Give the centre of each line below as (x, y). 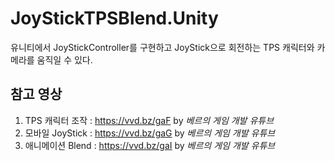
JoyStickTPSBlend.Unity (114, 18)
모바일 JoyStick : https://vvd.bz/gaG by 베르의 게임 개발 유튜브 (150, 133)
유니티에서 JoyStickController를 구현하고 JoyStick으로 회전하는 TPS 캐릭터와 (162, 47)
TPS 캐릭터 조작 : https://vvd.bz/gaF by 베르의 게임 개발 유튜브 (149, 120)
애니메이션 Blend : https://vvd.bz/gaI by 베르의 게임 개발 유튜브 (150, 145)
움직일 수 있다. (64, 59)
